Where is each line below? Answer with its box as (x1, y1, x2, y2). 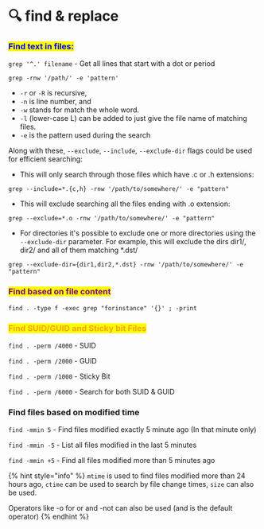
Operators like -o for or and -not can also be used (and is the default (8, 504, 233, 513)
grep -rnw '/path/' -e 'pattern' (8, 74, 119, 83)
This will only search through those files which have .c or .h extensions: (19, 169, 254, 180)
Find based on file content (8, 286, 111, 298)
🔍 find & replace (8, 7, 119, 25)
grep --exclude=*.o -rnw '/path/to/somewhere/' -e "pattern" (8, 215, 215, 223)
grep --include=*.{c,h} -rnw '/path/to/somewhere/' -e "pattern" (8, 185, 229, 193)
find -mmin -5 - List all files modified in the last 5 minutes (8, 440, 197, 450)
